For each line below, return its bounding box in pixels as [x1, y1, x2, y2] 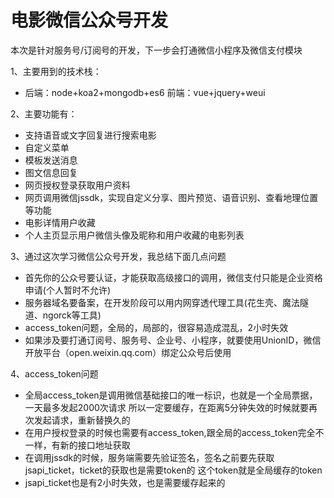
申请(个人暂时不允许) [24, 284, 112, 296]
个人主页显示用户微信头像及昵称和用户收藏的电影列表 [24, 229, 245, 241]
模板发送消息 [24, 154, 78, 166]
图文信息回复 [24, 166, 78, 178]
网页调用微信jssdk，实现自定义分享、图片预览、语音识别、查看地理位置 [24, 191, 319, 203]
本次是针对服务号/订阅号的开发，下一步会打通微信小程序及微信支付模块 [10, 44, 303, 56]
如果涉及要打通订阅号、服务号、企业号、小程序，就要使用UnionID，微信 [24, 334, 322, 346]
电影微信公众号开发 [10, 9, 169, 32]
